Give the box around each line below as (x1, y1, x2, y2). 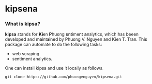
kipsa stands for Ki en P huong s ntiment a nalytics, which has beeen (5, 31, 139, 37)
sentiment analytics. (12, 56, 52, 62)
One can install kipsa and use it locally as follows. (5, 65, 104, 71)
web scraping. (12, 51, 41, 57)
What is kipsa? (5, 21, 41, 27)
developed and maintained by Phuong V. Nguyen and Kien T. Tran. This (5, 36, 148, 42)
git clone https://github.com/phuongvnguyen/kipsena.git (5, 74, 122, 80)
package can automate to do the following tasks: (5, 42, 103, 48)
